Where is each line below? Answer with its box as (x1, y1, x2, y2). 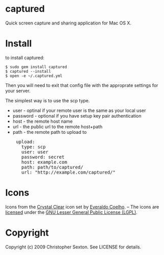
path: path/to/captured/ (21, 164, 84, 170)
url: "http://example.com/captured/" (21, 169, 116, 175)
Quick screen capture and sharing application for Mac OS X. (5, 20, 131, 26)
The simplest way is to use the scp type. (5, 97, 90, 103)
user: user (21, 149, 48, 155)
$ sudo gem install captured (5, 64, 67, 69)
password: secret (21, 154, 65, 160)
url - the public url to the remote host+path (12, 123, 103, 130)
